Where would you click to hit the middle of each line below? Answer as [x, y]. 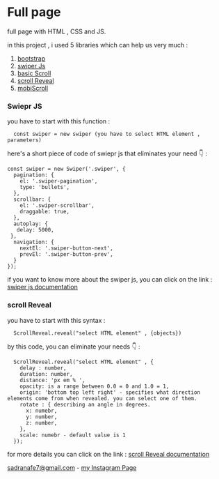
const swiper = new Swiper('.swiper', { [67, 169]
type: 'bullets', [45, 188]
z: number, [41, 423]
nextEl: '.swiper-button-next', [66, 248]
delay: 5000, [35, 230]
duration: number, [46, 374]
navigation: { [34, 242]
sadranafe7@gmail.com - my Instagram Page [72, 467]
